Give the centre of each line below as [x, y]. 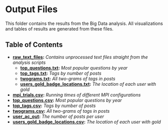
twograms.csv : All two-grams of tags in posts [61, 111]
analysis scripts [29, 62]
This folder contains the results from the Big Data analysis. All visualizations [84, 23]
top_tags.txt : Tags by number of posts [61, 73]
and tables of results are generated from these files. [59, 28]
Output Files [32, 9]
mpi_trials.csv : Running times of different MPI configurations [76, 94]
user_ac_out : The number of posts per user [58, 116]
